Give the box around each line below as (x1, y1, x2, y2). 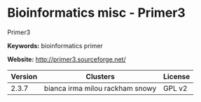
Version (11, 71, 38, 81)
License (163, 71, 190, 81)
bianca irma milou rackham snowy (44, 83, 157, 93)
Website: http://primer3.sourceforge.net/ (7, 54, 126, 64)
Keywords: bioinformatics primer (7, 41, 104, 50)
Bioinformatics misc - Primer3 (7, 5, 186, 21)
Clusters (85, 71, 116, 81)
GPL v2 (163, 83, 188, 93)
